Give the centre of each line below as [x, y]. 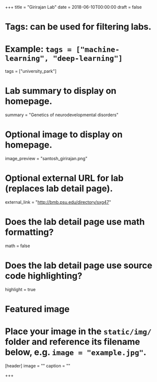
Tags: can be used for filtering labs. [78, 27]
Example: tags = [38, 49]
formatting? [29, 232]
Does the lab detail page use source [79, 265]
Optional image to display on [64, 135]
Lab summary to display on [61, 91]
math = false [17, 246]
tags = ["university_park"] [31, 71]
